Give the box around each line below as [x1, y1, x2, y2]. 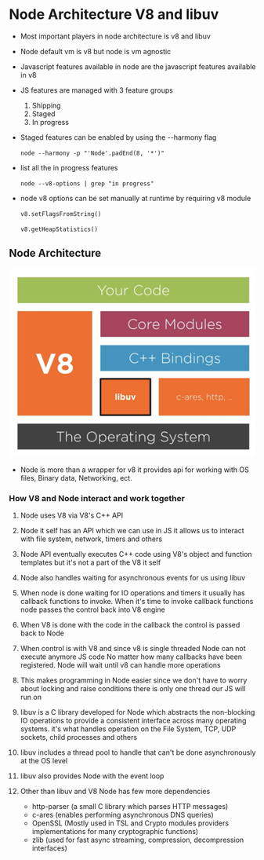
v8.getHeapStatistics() [20, 225, 99, 233]
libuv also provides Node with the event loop [20, 771, 165, 781]
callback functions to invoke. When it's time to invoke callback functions [20, 596, 254, 606]
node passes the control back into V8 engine [20, 605, 165, 614]
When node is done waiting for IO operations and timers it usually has [20, 587, 245, 598]
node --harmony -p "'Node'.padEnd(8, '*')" [20, 149, 165, 157]
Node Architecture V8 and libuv [9, 5, 219, 24]
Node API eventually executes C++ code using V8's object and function [20, 549, 253, 558]
